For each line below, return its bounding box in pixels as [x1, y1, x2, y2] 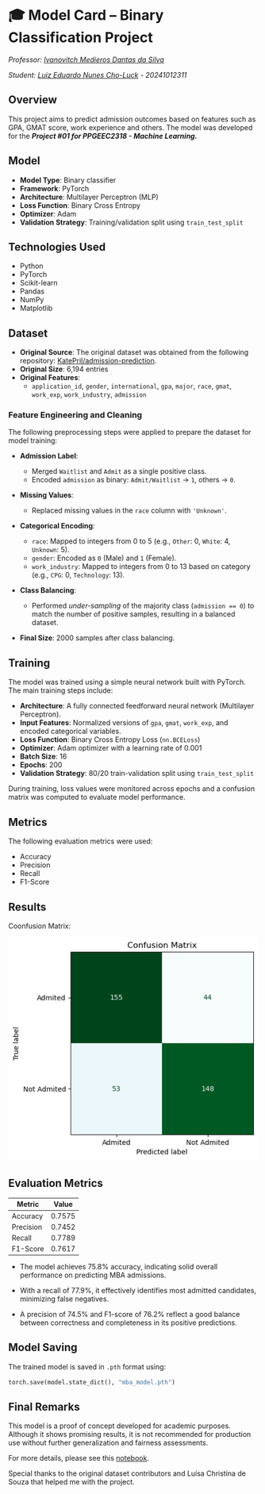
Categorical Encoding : [19, 521, 95, 531]
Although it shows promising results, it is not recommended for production [8, 1430, 252, 1439]
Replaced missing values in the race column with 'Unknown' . [31, 505, 228, 516]
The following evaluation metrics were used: [8, 836, 153, 846]
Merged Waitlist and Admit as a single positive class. [31, 467, 207, 476]
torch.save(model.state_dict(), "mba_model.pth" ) [8, 1378, 176, 1386]
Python [19, 261, 44, 271]
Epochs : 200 [19, 760, 63, 770]
